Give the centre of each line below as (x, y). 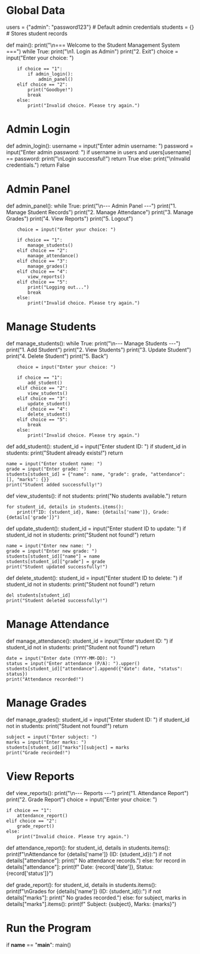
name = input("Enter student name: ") (54, 464)
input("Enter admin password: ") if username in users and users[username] (99, 152)
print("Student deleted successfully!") (57, 600)
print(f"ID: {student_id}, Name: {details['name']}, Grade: (93, 512)
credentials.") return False (38, 165)
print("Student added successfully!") (54, 484)
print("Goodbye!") (50, 90)
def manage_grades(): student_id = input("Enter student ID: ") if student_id (98, 720)
